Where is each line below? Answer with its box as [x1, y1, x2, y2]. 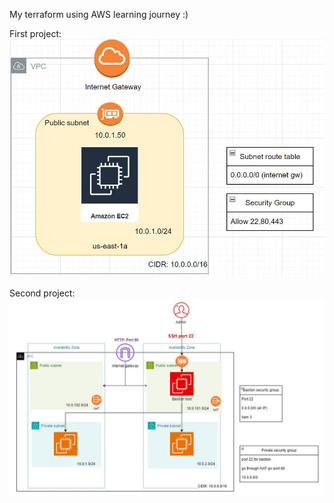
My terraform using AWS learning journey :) [9, 9, 189, 20]
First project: [9, 28, 62, 39]
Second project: [9, 287, 76, 299]
